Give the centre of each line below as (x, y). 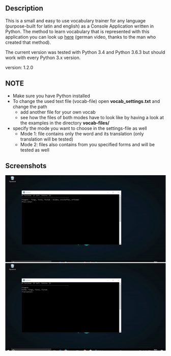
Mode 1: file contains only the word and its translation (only (82, 133)
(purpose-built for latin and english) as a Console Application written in (80, 26)
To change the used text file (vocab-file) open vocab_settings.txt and (86, 101)
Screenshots (26, 166)
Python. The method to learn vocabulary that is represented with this (77, 31)
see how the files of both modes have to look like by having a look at (92, 117)
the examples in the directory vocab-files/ (65, 123)
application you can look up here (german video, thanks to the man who (81, 37)
